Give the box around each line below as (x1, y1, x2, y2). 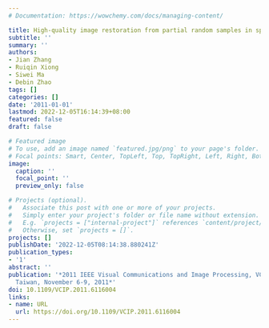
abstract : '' (8, 263, 52, 271)
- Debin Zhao (8, 78, 52, 86)
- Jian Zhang (8, 56, 52, 64)
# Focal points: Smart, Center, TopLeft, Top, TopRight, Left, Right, (8, 152, 249, 160)
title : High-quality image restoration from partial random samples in (8, 26, 252, 34)
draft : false (8, 123, 52, 131)
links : (8, 293, 30, 301)
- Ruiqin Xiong (8, 63, 59, 72)
